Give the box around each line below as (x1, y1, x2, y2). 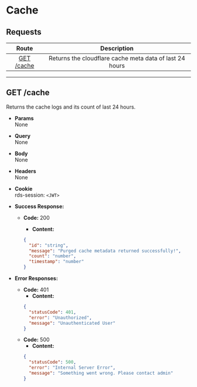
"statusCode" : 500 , (28, 359, 76, 365)
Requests (6, 27, 42, 37)
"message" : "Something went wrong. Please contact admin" (28, 371, 174, 376)
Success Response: (14, 203, 64, 210)
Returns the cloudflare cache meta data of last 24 (49, 54, 186, 62)
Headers (14, 167, 36, 174)
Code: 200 (23, 214, 50, 221)
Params (14, 115, 34, 122)
